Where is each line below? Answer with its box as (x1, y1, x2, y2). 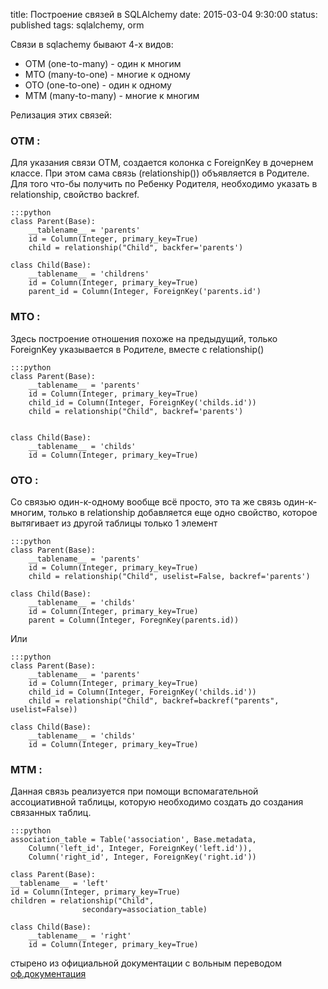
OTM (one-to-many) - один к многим (24, 58, 182, 69)
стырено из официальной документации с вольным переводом (10, 957, 282, 969)
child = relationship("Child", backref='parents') (28, 406, 244, 416)
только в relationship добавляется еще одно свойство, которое (48, 506, 318, 518)
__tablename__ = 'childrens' (28, 269, 150, 279)
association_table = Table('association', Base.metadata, (10, 835, 257, 845)
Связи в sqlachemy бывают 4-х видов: (10, 39, 174, 50)
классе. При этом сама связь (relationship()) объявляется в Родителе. (10, 167, 310, 179)
